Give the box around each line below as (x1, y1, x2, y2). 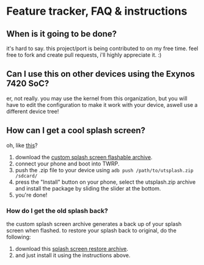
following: (6, 233, 31, 241)
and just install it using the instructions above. (15, 252, 131, 259)
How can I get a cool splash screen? (6, 125, 145, 136)
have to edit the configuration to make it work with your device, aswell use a (6, 101, 198, 108)
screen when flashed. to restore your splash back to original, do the (6, 227, 177, 234)
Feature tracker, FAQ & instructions (6, 4, 188, 18)
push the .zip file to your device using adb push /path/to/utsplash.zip (15, 166, 194, 173)
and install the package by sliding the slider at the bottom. (15, 184, 161, 192)
